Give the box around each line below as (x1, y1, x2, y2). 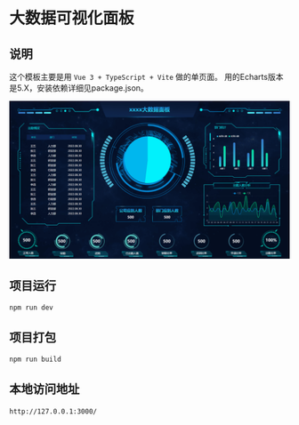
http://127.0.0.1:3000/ (9, 406, 98, 416)
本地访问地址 (9, 381, 80, 397)
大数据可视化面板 (9, 8, 135, 28)
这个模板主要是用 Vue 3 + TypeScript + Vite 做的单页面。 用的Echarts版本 (9, 72, 284, 82)
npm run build (9, 355, 62, 365)
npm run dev (9, 303, 53, 312)
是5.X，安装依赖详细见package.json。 (9, 83, 149, 93)
